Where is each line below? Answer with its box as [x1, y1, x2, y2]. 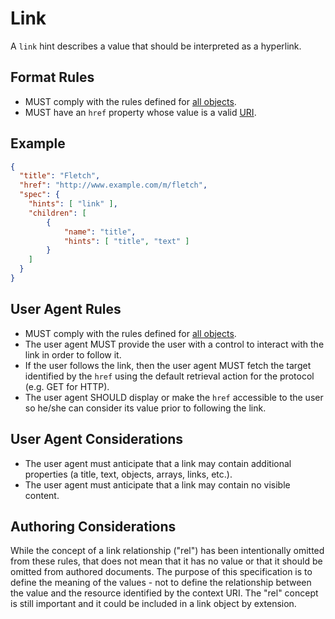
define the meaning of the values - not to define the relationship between [10, 577, 312, 589]
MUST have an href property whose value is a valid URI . [24, 106, 257, 118]
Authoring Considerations [10, 518, 177, 535]
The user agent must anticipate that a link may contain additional [24, 457, 292, 469]
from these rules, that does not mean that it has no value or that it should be [10, 555, 323, 567]
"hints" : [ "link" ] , [28, 199, 118, 209]
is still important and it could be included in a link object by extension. [10, 598, 297, 610]
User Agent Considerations [10, 431, 184, 448]
